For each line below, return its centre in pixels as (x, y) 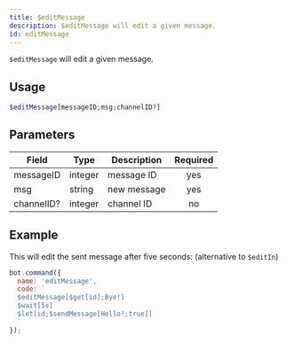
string (82, 189)
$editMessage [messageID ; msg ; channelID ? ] (85, 107)
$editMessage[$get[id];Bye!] (71, 298)
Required (194, 160)
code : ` (32, 289)
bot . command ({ (36, 273)
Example (34, 235)
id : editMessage (39, 34)
